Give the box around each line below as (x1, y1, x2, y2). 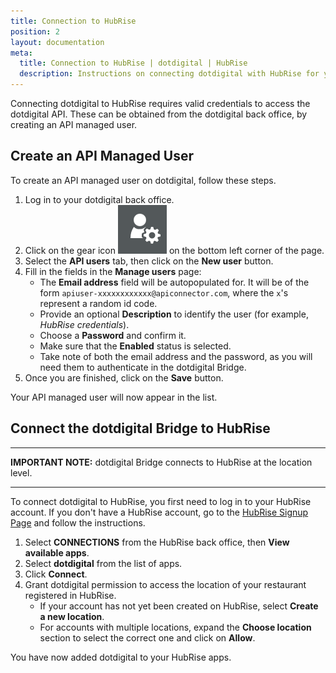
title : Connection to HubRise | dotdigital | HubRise (19, 58, 248, 69)
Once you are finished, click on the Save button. (24, 371, 224, 384)
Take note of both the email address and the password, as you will (39, 350, 313, 362)
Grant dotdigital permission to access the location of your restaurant (24, 578, 307, 590)
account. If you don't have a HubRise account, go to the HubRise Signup (10, 506, 309, 518)
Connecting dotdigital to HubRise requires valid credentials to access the (10, 98, 311, 109)
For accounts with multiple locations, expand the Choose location (39, 621, 312, 633)
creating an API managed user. (10, 119, 138, 130)
